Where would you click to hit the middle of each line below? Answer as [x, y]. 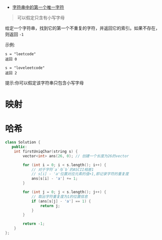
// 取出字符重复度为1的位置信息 [60, 196]
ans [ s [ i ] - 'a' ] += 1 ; [54, 179]
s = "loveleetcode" [25, 68]
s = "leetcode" [21, 54]
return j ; [50, 206]
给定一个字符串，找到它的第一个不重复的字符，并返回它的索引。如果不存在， [82, 28]
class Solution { [23, 142]
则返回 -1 [14, 34]
